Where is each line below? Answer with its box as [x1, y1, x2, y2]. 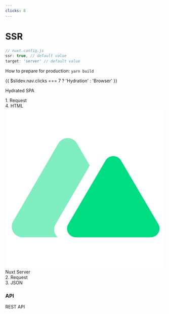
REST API [5, 304, 25, 310]
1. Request [5, 97, 27, 103]
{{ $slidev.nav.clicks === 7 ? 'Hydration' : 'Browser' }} [5, 78, 118, 84]
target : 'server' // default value [5, 59, 80, 64]
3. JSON [5, 280, 23, 286]
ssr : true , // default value [5, 53, 67, 58]
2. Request [5, 274, 28, 281]
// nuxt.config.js [5, 48, 44, 53]
